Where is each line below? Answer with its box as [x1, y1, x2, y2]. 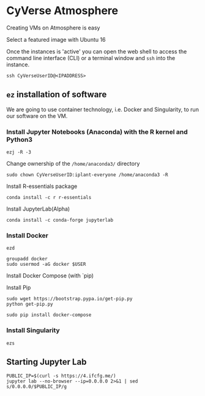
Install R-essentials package [6, 182, 78, 190]
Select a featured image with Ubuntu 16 [6, 36, 106, 43]
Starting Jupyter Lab [6, 357, 87, 367]
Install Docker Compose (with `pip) [6, 272, 94, 279]
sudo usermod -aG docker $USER [6, 262, 86, 268]
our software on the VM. [6, 112, 68, 120]
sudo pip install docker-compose [6, 312, 92, 318]
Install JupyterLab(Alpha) [6, 205, 70, 212]
